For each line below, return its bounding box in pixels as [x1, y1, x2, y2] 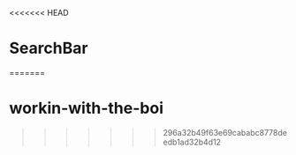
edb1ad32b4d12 [163, 137, 222, 147]
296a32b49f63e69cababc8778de [163, 127, 287, 137]
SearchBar [9, 39, 88, 58]
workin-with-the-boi [9, 99, 163, 118]
